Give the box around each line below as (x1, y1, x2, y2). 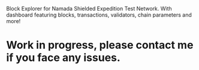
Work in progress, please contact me (6, 39, 194, 52)
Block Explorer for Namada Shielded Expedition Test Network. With (6, 5, 172, 12)
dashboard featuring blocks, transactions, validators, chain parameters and (6, 11, 192, 18)
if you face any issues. (6, 51, 121, 65)
